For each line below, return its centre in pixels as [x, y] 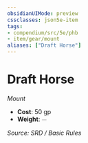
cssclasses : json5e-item [43, 20]
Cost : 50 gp [34, 111]
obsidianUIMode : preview [43, 13]
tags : [15, 26]
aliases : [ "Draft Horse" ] [44, 45]
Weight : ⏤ [32, 119]
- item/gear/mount [33, 39]
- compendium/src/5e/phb [43, 33]
